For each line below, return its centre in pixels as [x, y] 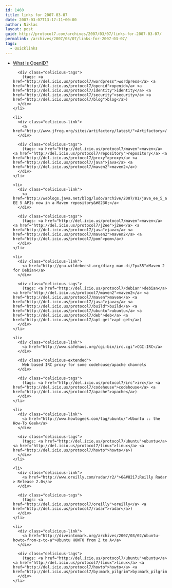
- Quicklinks [24, 48]
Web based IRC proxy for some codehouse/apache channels [84, 365]
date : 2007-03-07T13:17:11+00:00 [41, 20]
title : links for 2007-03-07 [36, 15]
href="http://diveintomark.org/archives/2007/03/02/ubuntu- [94, 536]
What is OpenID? [31, 63]
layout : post [19, 29]
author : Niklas [22, 24]
